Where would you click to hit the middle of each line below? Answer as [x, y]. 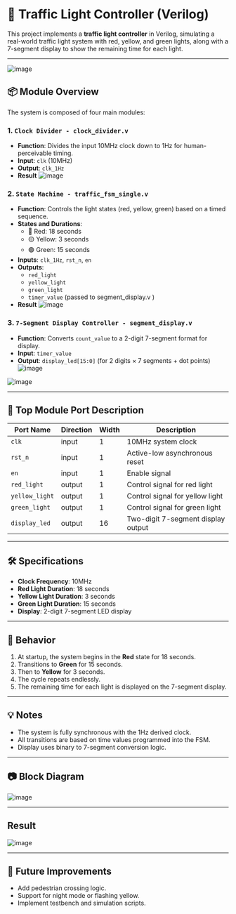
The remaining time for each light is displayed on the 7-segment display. [122, 687]
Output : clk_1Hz [41, 168]
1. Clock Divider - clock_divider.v [68, 131]
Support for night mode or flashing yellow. [78, 896]
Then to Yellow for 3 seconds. [61, 672]
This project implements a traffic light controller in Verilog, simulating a [111, 34]
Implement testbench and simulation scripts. [81, 903]
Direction [77, 430]
